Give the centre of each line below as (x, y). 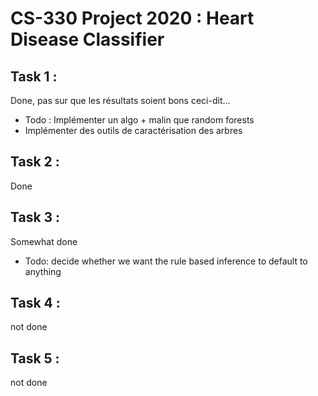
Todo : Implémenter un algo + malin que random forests (139, 120)
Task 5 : (35, 358)
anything (43, 271)
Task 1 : (34, 76)
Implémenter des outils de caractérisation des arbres (133, 130)
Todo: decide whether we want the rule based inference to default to (166, 261)
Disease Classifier (87, 39)
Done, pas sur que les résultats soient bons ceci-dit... (120, 100)
